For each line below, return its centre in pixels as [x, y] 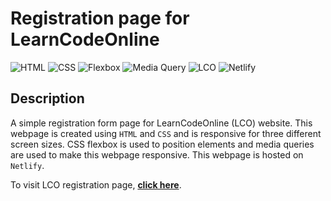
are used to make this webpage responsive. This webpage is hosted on [157, 154]
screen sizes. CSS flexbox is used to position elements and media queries [162, 144]
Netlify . [27, 165]
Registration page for [100, 18]
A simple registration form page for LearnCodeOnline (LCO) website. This [161, 123]
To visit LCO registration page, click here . [96, 184]
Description [47, 98]
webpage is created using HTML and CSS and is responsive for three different [166, 133]
